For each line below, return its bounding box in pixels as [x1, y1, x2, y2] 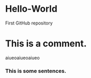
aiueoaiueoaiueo [5, 55, 40, 61]
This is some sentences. [5, 67, 67, 74]
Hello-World [5, 3, 58, 15]
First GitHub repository [5, 20, 53, 26]
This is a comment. [5, 38, 87, 49]
